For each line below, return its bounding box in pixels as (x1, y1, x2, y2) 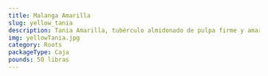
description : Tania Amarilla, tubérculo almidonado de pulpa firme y (8, 26, 245, 34)
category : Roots (8, 41, 62, 49)
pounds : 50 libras (8, 56, 69, 64)
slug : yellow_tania (8, 19, 73, 27)
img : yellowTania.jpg (8, 33, 81, 42)
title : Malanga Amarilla (8, 11, 91, 20)
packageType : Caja (8, 48, 69, 56)
